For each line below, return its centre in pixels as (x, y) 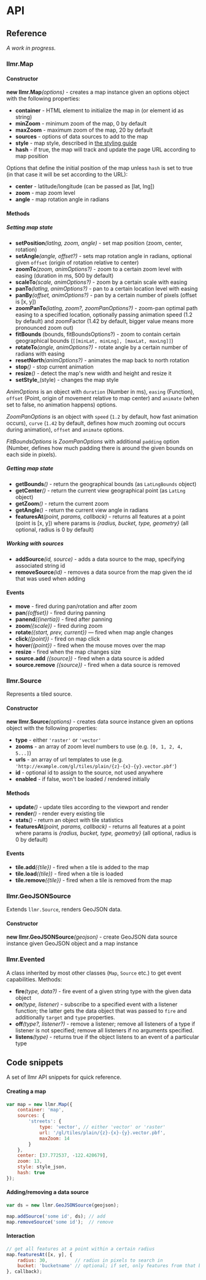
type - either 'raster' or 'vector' (58, 740)
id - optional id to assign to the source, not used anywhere (89, 772)
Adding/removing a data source (48, 1192)
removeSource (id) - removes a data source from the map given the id (103, 572)
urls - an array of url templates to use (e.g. (69, 760)
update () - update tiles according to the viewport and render (92, 807)
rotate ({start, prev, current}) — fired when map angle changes (94, 632)
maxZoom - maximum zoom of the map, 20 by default (84, 130)
